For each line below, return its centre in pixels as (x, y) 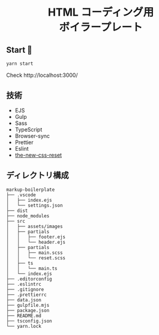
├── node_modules (28, 216)
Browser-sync (32, 136)
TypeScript (28, 129)
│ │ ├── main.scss (34, 253)
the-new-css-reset (38, 155)
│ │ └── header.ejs (36, 242)
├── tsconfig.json (29, 321)
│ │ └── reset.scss (36, 258)
